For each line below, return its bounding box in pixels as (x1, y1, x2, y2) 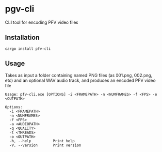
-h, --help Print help (9, 138, 75, 143)
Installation (5, 33, 40, 42)
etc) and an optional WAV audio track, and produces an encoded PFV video (5, 77, 156, 83)
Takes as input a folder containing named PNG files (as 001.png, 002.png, (5, 72, 153, 78)
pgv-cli (5, 3, 34, 15)
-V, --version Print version (9, 143, 81, 148)
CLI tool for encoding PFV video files (5, 19, 79, 25)
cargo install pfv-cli (5, 46, 51, 51)
